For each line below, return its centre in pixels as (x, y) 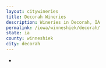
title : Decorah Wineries (36, 17)
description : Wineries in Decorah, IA (53, 22)
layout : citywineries (32, 11)
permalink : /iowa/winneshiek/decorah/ (53, 28)
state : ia (18, 33)
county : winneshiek (30, 38)
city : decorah (23, 44)
